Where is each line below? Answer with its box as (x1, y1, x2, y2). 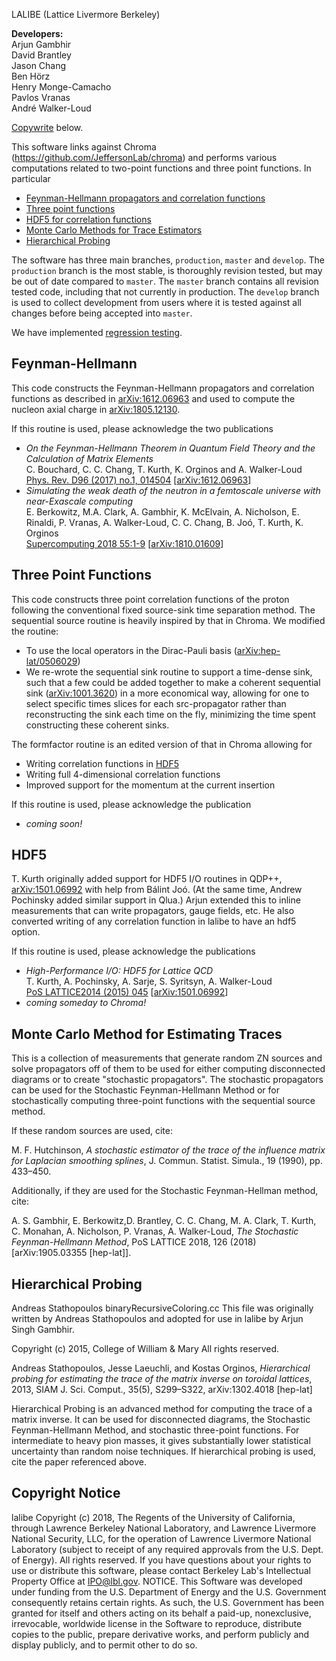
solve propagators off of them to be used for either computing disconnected (11, 1063, 326, 1075)
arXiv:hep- (236, 644, 281, 656)
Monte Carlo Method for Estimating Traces (11, 1025, 283, 1043)
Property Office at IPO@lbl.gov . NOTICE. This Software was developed (11, 1575, 303, 1587)
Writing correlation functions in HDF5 (25, 757, 179, 769)
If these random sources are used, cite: (11, 1125, 173, 1137)
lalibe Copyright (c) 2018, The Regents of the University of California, (11, 1511, 296, 1523)
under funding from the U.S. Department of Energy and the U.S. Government (11, 1585, 327, 1598)
